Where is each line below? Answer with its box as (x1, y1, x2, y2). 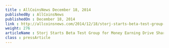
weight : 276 (5, 26, 30, 31)
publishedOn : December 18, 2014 (5, 16, 75, 21)
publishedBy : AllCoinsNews (5, 12, 64, 17)
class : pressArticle (5, 35, 51, 40)
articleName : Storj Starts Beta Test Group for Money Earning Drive (5, 30, 154, 35)
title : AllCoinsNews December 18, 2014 (5, 7, 92, 12)
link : (5, 21, 19, 26)
